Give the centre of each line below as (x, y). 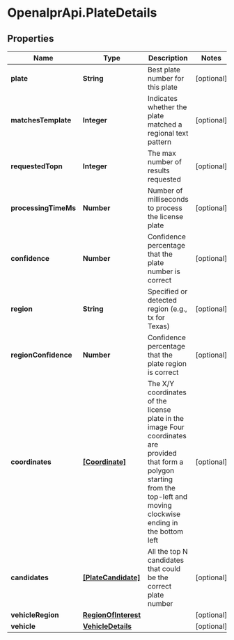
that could (164, 569)
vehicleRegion (35, 615)
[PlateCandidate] (111, 577)
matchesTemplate (41, 120)
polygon (161, 471)
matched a (165, 125)
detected (162, 300)
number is (164, 271)
